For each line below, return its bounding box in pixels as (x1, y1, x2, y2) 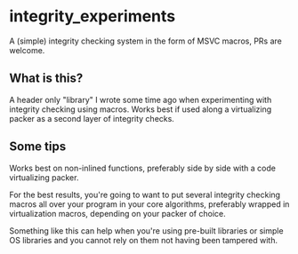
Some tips (9, 139, 67, 155)
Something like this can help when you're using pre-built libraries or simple (9, 225, 284, 236)
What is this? (9, 71, 84, 86)
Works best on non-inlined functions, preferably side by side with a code (9, 163, 276, 173)
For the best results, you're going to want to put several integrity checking (9, 189, 281, 200)
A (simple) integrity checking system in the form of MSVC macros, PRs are (9, 36, 282, 46)
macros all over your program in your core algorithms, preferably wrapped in (9, 198, 290, 210)
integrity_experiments (9, 6, 176, 27)
